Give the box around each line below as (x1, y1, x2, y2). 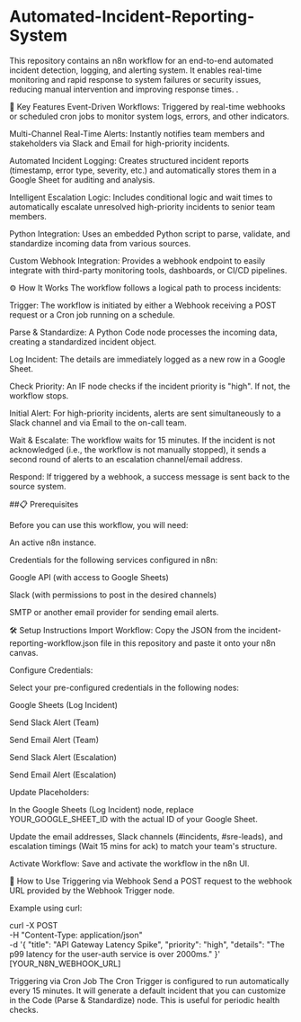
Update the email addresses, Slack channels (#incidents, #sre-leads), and (9, 830, 283, 842)
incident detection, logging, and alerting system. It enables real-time (9, 65, 262, 76)
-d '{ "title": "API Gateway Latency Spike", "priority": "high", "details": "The (9, 938, 285, 950)
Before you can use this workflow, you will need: (9, 519, 189, 530)
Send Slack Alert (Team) (9, 717, 100, 728)
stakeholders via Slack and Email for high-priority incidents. (9, 138, 231, 148)
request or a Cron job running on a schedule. (9, 309, 175, 320)
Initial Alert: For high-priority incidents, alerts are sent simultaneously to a (9, 408, 281, 418)
